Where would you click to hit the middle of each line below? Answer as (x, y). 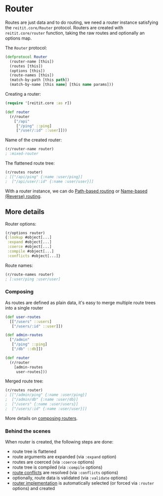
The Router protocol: (26, 48)
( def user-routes (23, 317)
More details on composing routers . (41, 418)
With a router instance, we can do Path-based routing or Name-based (76, 191)
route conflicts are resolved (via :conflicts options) (65, 473)
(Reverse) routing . (23, 196)
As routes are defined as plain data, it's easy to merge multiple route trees (80, 303)
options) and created (34, 489)
